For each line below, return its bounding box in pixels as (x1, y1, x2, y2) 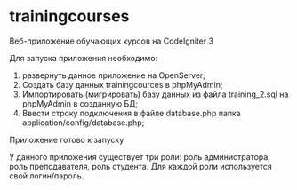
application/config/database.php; (21, 117, 145, 128)
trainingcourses (9, 6, 130, 27)
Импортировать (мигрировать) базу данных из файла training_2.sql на (21, 89, 289, 99)
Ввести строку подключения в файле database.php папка (21, 107, 242, 118)
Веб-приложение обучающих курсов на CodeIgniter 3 (9, 36, 214, 46)
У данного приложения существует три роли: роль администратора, (9, 151, 271, 162)
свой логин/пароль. (9, 170, 84, 181)
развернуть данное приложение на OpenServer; (21, 69, 206, 81)
